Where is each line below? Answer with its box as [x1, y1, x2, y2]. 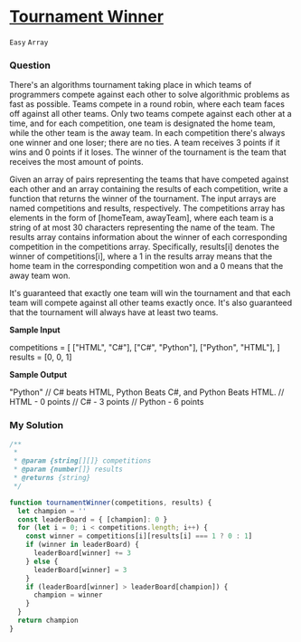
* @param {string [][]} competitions [13, 456, 152, 465]
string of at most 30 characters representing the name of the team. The [9, 222, 276, 233]
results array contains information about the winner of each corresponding [9, 232, 287, 243]
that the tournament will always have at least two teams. [9, 307, 219, 318]
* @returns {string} [13, 474, 91, 483]
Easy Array [9, 38, 49, 47]
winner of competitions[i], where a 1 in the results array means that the [9, 251, 273, 262]
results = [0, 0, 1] [9, 351, 72, 363]
